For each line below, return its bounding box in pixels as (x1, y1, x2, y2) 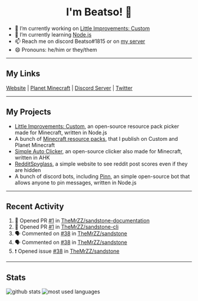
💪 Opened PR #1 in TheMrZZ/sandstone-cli (14, 223, 119, 230)
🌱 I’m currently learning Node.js (14, 31, 92, 38)
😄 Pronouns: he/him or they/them (14, 46, 97, 53)
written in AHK (14, 154, 50, 161)
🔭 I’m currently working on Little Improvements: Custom (14, 25, 150, 32)
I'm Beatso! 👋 (65, 5, 133, 19)
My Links (6, 69, 40, 79)
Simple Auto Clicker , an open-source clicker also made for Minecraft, (14, 147, 183, 155)
